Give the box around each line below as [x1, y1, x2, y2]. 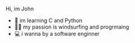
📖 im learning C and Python [14, 17, 83, 24]
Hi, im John [5, 5, 34, 12]
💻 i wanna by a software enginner [14, 30, 100, 37]
